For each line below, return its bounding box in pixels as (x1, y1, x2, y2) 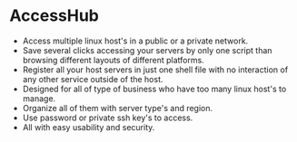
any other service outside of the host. (22, 73, 163, 84)
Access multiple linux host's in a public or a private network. (22, 35, 249, 46)
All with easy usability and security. (22, 121, 155, 132)
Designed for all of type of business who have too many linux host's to (22, 83, 287, 94)
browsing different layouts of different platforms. (22, 54, 204, 65)
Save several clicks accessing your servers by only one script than (22, 44, 272, 55)
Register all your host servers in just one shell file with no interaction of (22, 64, 289, 75)
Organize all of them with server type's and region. (22, 102, 213, 113)
